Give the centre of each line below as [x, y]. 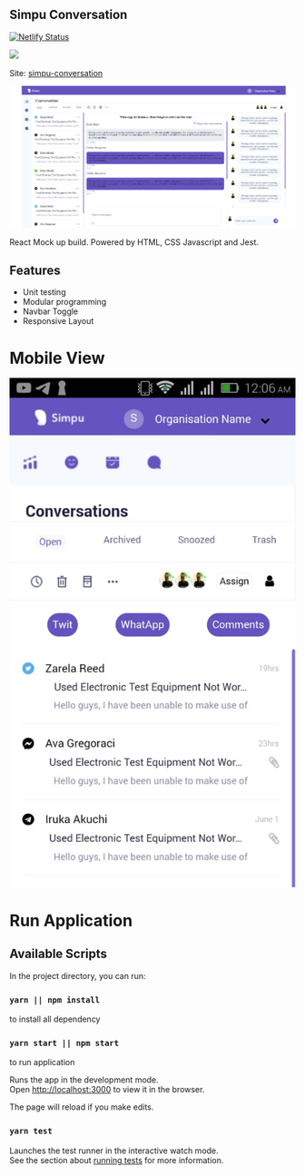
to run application [42, 1062]
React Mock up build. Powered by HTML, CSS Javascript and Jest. [134, 242]
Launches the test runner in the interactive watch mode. [114, 1151]
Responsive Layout [58, 321]
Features [35, 270]
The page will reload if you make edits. [82, 1107]
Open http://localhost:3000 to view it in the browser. [107, 1090]
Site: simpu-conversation [56, 73]
